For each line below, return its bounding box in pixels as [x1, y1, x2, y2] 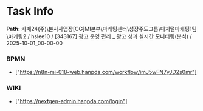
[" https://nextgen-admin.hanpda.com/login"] [15, 97, 128, 104]
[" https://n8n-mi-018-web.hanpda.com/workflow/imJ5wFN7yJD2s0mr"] [15, 69, 197, 76]
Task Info [6, 4, 54, 18]
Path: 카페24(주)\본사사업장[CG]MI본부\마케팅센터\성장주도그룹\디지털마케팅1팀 [6, 25, 197, 32]
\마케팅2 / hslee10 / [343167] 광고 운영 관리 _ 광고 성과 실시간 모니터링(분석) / [6, 32, 193, 40]
